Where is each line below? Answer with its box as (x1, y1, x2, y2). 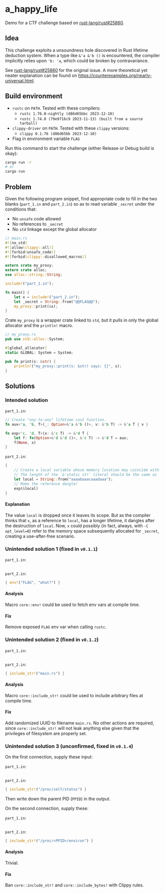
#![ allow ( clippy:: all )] (5, 245, 54, 250)
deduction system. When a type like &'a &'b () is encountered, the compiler (5, 52, 160, 58)
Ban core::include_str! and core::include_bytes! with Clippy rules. (5, 882, 144, 888)
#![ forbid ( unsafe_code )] (5, 250, 56, 254)
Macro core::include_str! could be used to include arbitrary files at (5, 692, 143, 698)
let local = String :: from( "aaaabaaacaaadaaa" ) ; (14, 477, 113, 482)
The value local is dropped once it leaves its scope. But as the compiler (5, 512, 151, 518)
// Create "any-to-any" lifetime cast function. (5, 418, 107, 423)
